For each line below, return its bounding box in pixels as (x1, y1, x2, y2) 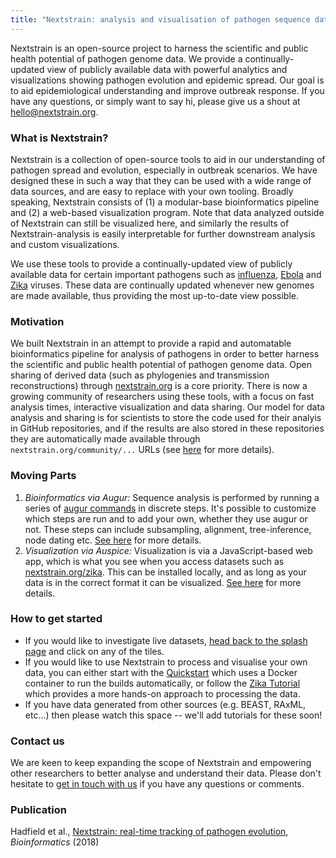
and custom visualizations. (10, 238, 120, 250)
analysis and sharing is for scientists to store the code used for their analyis (10, 412, 322, 424)
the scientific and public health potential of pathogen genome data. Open (10, 359, 312, 371)
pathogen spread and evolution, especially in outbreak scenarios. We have (10, 164, 318, 176)
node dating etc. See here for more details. (24, 534, 202, 546)
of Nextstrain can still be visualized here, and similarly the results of (10, 217, 290, 229)
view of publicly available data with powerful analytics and (46, 63, 288, 75)
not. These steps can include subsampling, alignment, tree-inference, (24, 523, 312, 535)
